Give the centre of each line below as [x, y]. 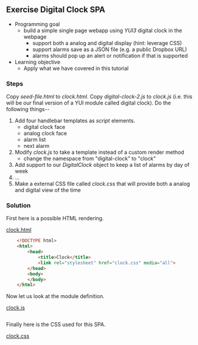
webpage [35, 37]
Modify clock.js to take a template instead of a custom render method [99, 152]
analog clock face [45, 134]
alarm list [35, 140]
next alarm [37, 146]
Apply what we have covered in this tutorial [76, 68]
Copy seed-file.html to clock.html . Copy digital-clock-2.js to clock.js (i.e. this [99, 97]
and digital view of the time [48, 190]
